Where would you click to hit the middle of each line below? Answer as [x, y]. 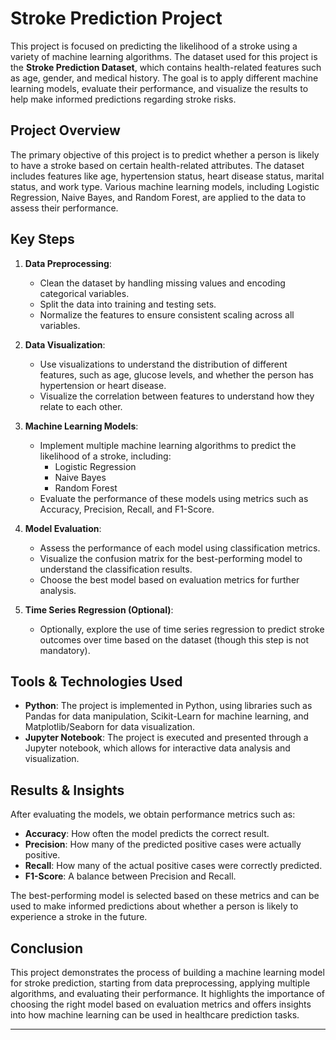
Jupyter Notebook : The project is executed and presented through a [166, 738]
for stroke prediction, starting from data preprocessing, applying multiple [160, 983]
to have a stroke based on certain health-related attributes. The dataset [157, 165]
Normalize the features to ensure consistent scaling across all [167, 314]
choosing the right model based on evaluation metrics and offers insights [161, 1004]
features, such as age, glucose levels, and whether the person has [176, 374]
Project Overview [65, 130]
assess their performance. [64, 208]
